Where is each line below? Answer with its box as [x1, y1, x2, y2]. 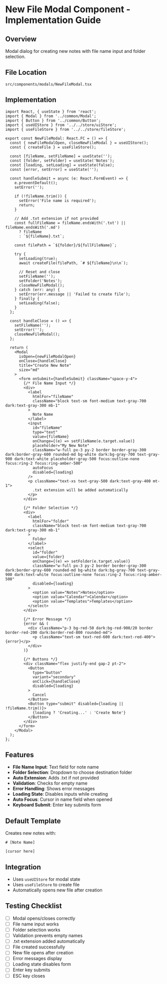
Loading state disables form [12, 961, 71, 967]
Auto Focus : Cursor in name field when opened [12, 796, 113, 802]
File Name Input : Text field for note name [12, 764, 99, 770]
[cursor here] [5, 849, 36, 854]
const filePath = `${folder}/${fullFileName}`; [14, 243, 117, 248]
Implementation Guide [5, 14, 102, 26]
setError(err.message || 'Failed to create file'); [18, 292, 130, 297]
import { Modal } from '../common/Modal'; [5, 113, 96, 119]
